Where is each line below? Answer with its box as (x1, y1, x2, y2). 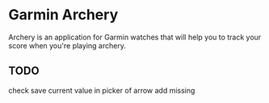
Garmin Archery (8, 6, 119, 24)
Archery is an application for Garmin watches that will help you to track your (8, 32, 262, 42)
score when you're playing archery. (8, 40, 127, 50)
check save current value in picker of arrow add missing (8, 85, 195, 95)
